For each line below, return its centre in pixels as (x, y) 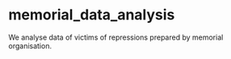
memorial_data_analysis (92, 15)
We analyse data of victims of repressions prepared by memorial (116, 37)
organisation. (30, 45)
